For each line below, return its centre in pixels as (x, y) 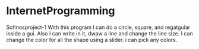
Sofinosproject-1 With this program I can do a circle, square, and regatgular (98, 27)
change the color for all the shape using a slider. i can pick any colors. (92, 40)
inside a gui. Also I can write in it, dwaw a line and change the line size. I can (99, 33)
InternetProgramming (61, 11)
